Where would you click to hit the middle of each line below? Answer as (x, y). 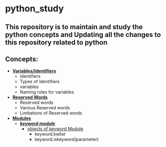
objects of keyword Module (55, 129)
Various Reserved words (45, 108)
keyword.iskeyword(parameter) (67, 140)
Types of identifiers (40, 82)
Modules (22, 118)
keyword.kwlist (50, 134)
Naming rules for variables (47, 92)
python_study (35, 9)
